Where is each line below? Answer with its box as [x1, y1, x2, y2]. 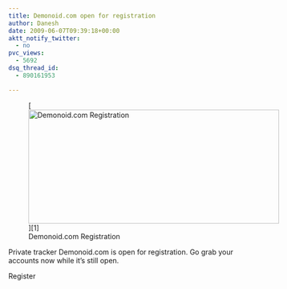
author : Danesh [8, 19, 59, 27]
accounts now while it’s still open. [8, 255, 119, 265]
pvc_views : [8, 49, 45, 57]
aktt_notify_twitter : [8, 34, 81, 43]
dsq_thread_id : [8, 64, 59, 72]
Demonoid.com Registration [28, 231, 120, 241]
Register [8, 271, 36, 281]
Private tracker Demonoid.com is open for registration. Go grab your [8, 246, 234, 257]
